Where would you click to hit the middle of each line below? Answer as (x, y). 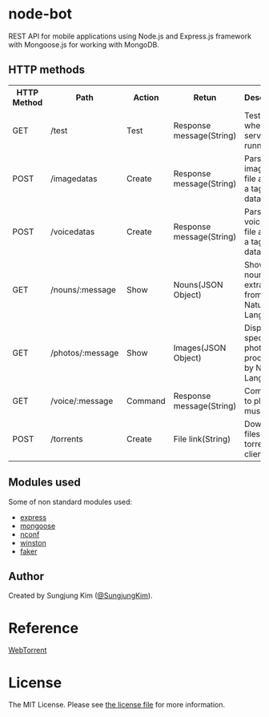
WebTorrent (28, 651)
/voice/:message (82, 401)
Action (146, 97)
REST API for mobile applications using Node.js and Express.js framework (130, 36)
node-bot (40, 14)
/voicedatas (73, 232)
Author (26, 576)
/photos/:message (85, 352)
